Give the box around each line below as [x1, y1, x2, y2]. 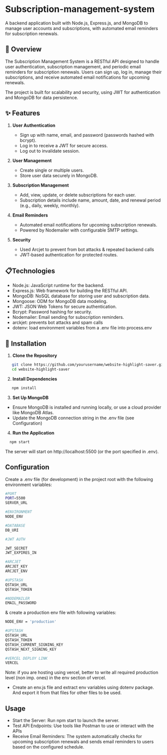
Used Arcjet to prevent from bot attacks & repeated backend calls [19, 246, 154, 252]
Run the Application [12, 430, 55, 436]
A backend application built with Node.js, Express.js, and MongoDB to [5, 20, 148, 26]
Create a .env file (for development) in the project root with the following [5, 476, 153, 482]
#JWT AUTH [5, 536, 26, 542]
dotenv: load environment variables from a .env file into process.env [12, 325, 153, 331]
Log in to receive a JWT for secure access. [19, 142, 108, 148]
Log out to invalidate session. [19, 148, 80, 154]
